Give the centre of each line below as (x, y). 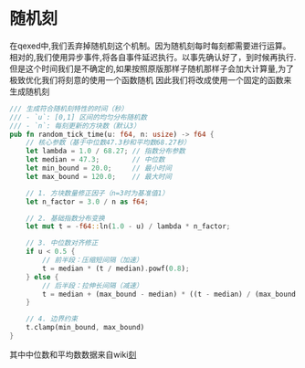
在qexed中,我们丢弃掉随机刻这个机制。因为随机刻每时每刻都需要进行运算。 (150, 46)
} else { (42, 277)
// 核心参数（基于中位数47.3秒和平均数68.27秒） (108, 142)
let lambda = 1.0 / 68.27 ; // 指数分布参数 (105, 152)
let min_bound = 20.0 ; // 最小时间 (99, 168)
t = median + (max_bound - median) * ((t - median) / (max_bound (169, 294)
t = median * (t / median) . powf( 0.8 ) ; (116, 268)
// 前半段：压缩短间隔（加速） (93, 260)
